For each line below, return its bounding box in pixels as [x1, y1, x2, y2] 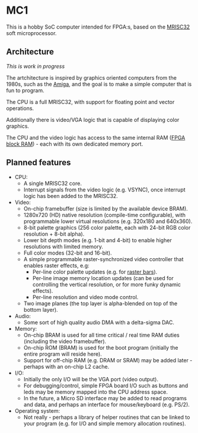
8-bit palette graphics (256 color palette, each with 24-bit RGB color [23, 224, 191, 231]
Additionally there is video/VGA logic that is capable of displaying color [6, 116, 180, 123]
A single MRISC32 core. [23, 180, 82, 187]
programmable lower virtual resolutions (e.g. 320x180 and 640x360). [23, 218, 193, 225]
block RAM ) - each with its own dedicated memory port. [6, 140, 143, 148]
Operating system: [14, 407, 60, 414]
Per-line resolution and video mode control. [32, 293, 139, 300]
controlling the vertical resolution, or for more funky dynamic [32, 281, 181, 288]
